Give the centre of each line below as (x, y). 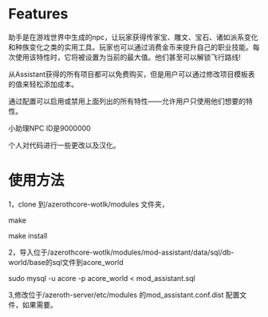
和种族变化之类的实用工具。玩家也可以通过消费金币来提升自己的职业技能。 (130, 47)
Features (38, 14)
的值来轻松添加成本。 (43, 84)
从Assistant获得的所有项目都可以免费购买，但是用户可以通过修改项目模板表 (132, 74)
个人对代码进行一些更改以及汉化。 (64, 145)
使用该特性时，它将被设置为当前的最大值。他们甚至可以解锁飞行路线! (128, 57)
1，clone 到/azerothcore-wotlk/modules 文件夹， (89, 204)
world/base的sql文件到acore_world (66, 262)
